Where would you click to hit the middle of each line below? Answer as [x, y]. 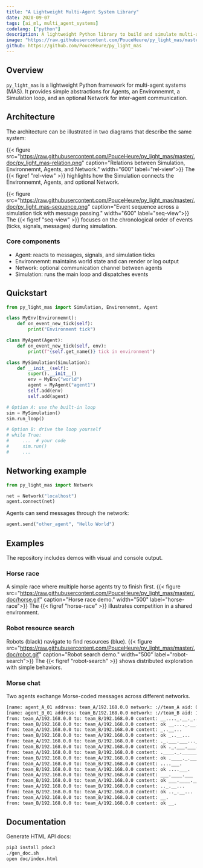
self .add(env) [46, 391]
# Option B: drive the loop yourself [54, 429]
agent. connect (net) [31, 502]
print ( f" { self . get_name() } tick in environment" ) [92, 352]
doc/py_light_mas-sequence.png [47, 206]
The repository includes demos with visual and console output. [85, 557]
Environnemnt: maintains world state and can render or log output [97, 261]
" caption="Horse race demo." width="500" [94, 600]
